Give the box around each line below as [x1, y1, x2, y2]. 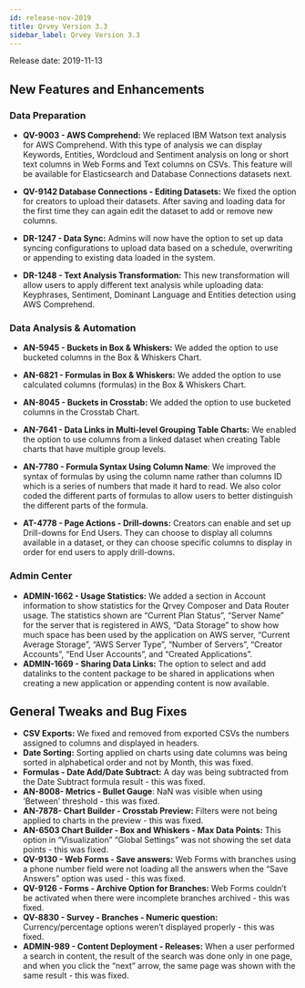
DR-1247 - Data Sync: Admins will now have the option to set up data [22, 233, 284, 244]
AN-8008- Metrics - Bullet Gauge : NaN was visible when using [22, 786, 263, 798]
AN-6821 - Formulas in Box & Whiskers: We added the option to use [22, 370, 282, 381]
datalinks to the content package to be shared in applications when [22, 667, 275, 679]
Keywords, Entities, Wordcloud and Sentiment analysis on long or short [22, 149, 290, 160]
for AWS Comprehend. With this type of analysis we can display [22, 139, 262, 150]
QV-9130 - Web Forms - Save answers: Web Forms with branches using [22, 854, 297, 865]
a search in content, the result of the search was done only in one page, [22, 951, 293, 962]
